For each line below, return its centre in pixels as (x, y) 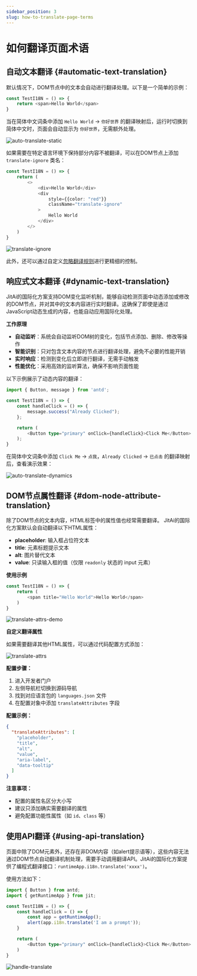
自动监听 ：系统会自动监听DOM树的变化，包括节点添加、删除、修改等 (98, 337)
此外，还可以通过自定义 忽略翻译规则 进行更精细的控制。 (73, 261)
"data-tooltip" (35, 765)
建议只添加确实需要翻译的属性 (51, 809)
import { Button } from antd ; (43, 890)
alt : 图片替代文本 (35, 555)
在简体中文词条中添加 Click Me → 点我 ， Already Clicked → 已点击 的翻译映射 (98, 457)
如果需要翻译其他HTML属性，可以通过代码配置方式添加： (76, 644)
